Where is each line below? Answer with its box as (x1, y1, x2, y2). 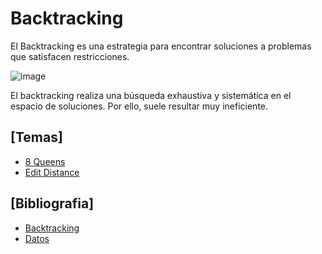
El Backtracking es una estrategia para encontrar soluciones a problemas (10, 40, 312, 52)
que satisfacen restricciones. (10, 50, 130, 62)
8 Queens (24, 155, 66, 167)
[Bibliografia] (10, 195, 95, 212)
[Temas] (10, 129, 63, 146)
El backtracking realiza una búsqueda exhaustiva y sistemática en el (10, 89, 292, 101)
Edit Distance (24, 166, 80, 178)
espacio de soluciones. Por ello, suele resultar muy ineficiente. (10, 100, 269, 112)
